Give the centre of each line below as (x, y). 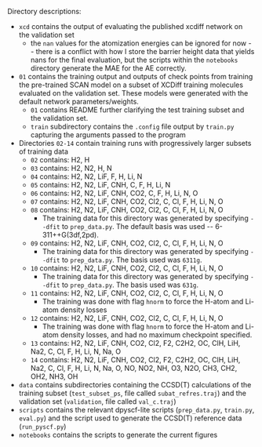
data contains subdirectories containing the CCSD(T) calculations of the (135, 385)
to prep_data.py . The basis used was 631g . (130, 285)
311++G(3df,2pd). (70, 235)
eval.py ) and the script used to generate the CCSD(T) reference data (130, 418)
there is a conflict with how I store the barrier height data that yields (145, 51)
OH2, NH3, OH (54, 376)
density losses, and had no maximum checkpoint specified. (156, 335)
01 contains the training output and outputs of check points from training (136, 76)
